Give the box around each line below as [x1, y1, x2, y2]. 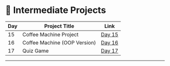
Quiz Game [22, 47, 49, 54]
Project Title [44, 22, 74, 29]
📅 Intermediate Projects [5, 4, 106, 16]
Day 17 [101, 47, 118, 54]
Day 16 [101, 39, 118, 46]
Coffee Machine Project [22, 31, 79, 38]
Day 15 [101, 31, 118, 38]
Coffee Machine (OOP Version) [22, 39, 96, 46]
